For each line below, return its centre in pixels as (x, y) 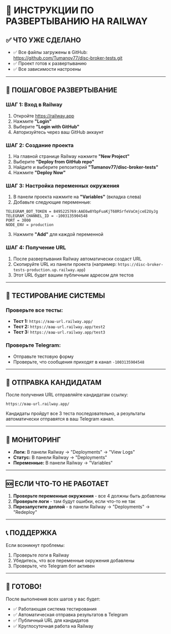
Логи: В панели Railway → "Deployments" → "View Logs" (74, 452)
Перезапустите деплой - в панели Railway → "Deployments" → (81, 507)
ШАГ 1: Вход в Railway (34, 105)
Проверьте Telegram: (33, 345)
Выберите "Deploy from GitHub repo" (54, 161)
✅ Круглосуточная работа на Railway (53, 626)
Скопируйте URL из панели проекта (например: (65, 264)
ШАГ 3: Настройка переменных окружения (63, 185)
